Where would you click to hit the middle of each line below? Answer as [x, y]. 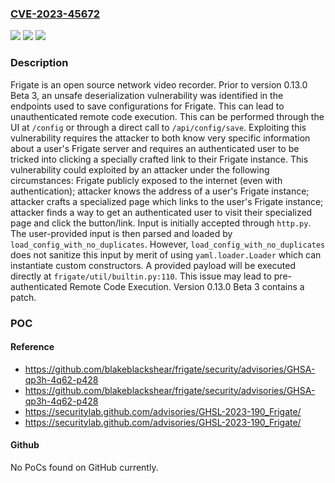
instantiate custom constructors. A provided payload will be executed [153, 265]
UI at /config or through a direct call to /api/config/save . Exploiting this [158, 127]
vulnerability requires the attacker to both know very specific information [160, 138]
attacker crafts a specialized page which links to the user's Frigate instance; [167, 201]
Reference [32, 347]
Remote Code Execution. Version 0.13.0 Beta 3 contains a [187, 286]
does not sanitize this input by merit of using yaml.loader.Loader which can [166, 254]
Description [39, 63]
